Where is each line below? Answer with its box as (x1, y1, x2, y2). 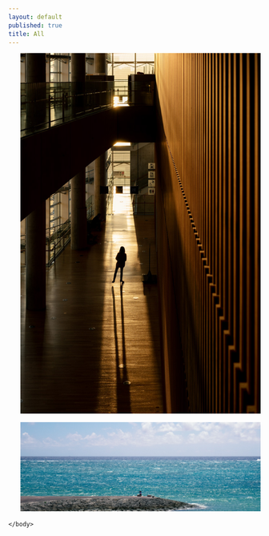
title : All (8, 30, 45, 38)
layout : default (8, 13, 62, 21)
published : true (8, 21, 62, 30)
